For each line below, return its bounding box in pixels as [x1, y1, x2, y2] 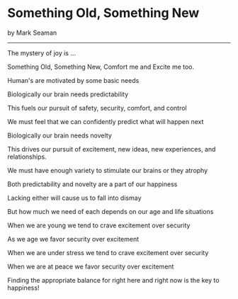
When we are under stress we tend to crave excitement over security [7, 248, 209, 256]
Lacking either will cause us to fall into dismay [7, 193, 142, 202]
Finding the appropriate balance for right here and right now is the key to [7, 276, 220, 284]
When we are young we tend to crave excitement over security [7, 221, 191, 230]
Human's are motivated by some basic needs [7, 76, 140, 84]
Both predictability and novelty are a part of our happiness [7, 179, 178, 188]
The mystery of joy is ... [7, 48, 76, 57]
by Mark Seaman [7, 28, 57, 37]
